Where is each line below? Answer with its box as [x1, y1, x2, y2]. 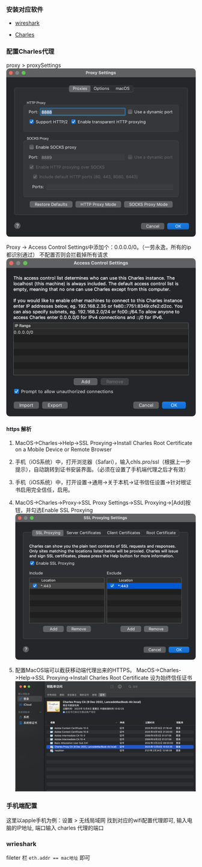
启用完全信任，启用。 [20, 486, 73, 493]
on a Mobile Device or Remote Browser [14, 446, 112, 453]
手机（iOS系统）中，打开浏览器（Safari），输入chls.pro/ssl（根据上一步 [14, 458, 191, 465]
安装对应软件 [6, 5, 44, 13]
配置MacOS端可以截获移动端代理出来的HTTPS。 [14, 666, 135, 674]
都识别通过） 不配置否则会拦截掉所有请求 [6, 251, 108, 258]
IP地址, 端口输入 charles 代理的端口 [16, 824, 104, 831]
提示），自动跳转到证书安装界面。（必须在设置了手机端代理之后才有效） [14, 465, 189, 473]
